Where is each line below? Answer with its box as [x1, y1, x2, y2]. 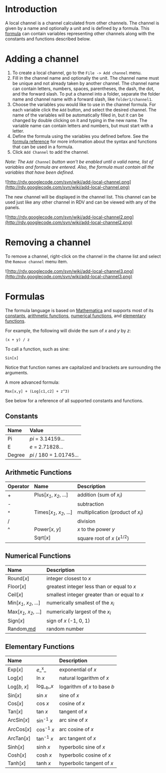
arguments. [5, 369, 29, 375]
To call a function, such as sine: [5, 346, 70, 352]
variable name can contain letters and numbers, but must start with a [12, 122, 154, 128]
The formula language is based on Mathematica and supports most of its [5, 307, 154, 313]
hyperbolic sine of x [59, 743, 106, 750]
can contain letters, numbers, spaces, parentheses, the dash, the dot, [12, 86, 155, 92]
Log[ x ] [7, 674, 23, 681]
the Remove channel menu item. [5, 258, 68, 264]
